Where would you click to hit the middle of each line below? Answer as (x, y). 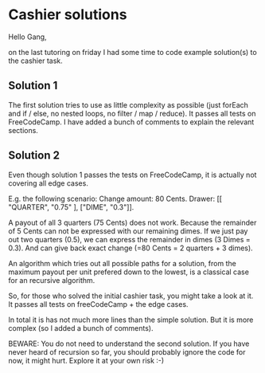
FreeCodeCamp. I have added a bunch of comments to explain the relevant (131, 122)
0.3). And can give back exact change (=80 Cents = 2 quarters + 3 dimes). (131, 248)
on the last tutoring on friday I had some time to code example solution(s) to (132, 52)
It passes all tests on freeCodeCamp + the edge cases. (98, 304)
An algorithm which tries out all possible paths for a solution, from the (122, 263)
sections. (23, 130)
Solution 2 (34, 156)
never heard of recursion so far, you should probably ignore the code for (127, 351)
